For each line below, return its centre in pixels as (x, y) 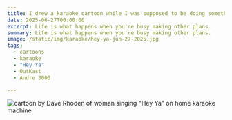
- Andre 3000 (32, 78)
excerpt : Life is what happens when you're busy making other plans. (109, 26)
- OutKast (27, 71)
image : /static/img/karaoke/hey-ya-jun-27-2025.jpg (83, 39)
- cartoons (29, 52)
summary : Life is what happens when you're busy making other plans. (109, 33)
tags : (15, 46)
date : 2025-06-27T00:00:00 (46, 20)
